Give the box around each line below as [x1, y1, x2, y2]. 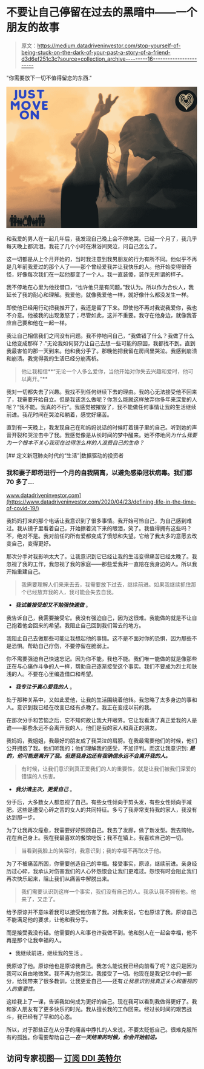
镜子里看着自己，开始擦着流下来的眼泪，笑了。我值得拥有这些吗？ [27, 525, 192, 532]
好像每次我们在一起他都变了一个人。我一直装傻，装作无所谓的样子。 [16, 271, 186, 278]
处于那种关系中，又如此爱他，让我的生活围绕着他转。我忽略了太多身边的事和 [6, 696, 197, 704]
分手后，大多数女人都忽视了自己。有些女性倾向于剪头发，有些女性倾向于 [6, 798, 186, 806]
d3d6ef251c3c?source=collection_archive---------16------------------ [21, 55, 197, 62]
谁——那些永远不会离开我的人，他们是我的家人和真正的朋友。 [6, 724, 160, 732]
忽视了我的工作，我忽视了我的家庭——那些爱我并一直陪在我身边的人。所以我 [6, 561, 197, 568]
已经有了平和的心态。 [22, 1013, 76, 1020]
